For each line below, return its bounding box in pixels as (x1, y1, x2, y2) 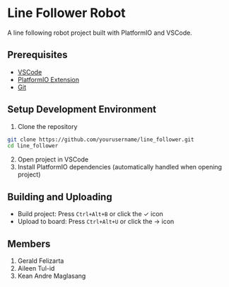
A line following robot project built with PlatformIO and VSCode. (7, 28, 192, 37)
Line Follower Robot (7, 5, 126, 21)
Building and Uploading (7, 191, 112, 203)
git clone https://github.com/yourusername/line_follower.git (7, 136, 194, 143)
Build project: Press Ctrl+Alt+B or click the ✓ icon (17, 210, 164, 218)
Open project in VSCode (17, 155, 89, 164)
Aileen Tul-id (17, 264, 55, 272)
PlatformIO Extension (17, 75, 80, 84)
